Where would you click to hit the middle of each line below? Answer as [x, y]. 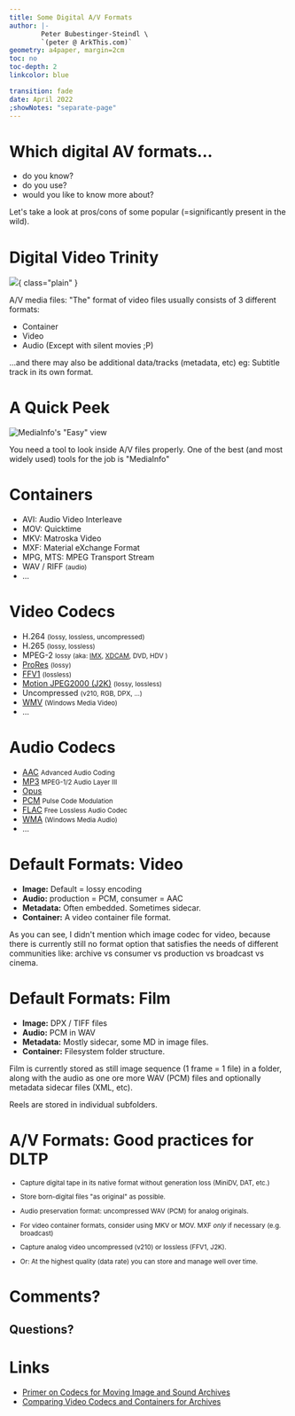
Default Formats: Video [96, 864]
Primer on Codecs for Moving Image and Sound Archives [126, 1392]
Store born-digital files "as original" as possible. [93, 1197]
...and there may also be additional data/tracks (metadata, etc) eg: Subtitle [145, 363]
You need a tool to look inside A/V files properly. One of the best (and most [146, 450]
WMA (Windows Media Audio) [70, 819]
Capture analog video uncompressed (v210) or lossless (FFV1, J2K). [124, 1248]
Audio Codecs [62, 748]
